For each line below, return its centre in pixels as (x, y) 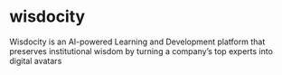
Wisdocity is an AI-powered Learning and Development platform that (137, 42)
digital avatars (36, 61)
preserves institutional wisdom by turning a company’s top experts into (141, 51)
